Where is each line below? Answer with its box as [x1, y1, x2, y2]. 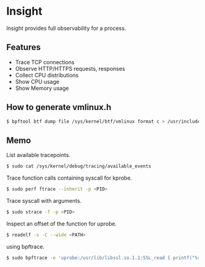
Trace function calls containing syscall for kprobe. [6, 174, 132, 181]
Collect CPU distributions [15, 71, 79, 79]
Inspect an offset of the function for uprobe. [6, 220, 117, 227]
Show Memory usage [15, 84, 69, 92]
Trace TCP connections [15, 58, 75, 65]
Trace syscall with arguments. [6, 197, 82, 204]
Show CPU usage [15, 78, 60, 85]
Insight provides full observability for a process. [6, 24, 126, 32]
